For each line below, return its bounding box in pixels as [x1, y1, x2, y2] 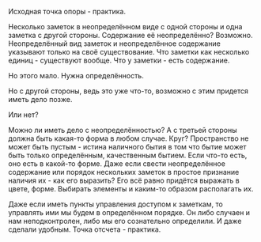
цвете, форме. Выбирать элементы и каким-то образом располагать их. [8, 184, 254, 193]
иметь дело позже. [8, 95, 73, 104]
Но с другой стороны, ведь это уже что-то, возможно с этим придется [8, 86, 249, 96]
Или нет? [8, 110, 39, 119]
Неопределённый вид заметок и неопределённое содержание [8, 39, 221, 48]
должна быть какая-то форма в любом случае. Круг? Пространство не [8, 134, 249, 143]
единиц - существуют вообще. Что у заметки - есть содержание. [8, 55, 230, 65]
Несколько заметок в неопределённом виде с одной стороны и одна [8, 22, 243, 31]
